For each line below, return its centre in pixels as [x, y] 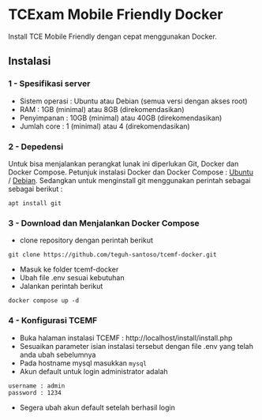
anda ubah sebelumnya [58, 354]
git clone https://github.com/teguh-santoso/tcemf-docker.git [112, 255]
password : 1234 [35, 392]
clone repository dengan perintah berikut [86, 240]
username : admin [37, 386]
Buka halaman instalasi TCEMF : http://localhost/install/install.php [126, 338]
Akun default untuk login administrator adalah [94, 371]
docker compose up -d [44, 301]
